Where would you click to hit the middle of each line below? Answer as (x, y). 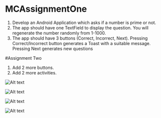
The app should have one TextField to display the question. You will (80, 27)
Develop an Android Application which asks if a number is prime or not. (84, 23)
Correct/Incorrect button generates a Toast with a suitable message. (81, 43)
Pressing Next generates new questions (53, 48)
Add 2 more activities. (34, 72)
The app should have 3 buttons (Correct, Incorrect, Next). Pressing (80, 38)
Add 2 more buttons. (33, 68)
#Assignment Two (23, 58)
